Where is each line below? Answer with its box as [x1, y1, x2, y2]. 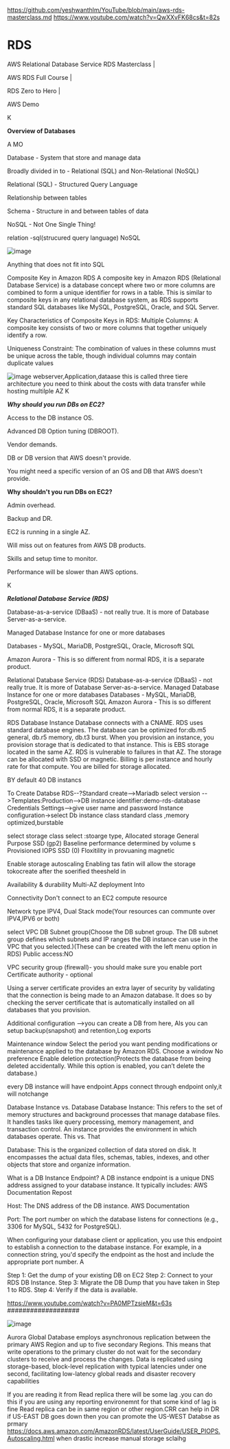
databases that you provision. [7, 1005, 91, 1014]
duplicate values [7, 358, 54, 367]
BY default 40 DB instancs [7, 775, 82, 784]
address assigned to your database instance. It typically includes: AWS [7, 1181, 208, 1189]
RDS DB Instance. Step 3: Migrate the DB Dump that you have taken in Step [7, 1278, 220, 1286]
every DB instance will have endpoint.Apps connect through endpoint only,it [7, 1082, 222, 1091]
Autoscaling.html [7, 1434, 55, 1442]
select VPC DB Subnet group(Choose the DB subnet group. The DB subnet [7, 927, 218, 936]
